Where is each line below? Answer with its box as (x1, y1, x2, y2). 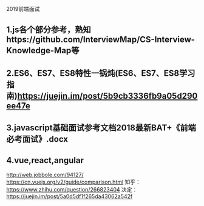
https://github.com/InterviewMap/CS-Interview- (6, 35, 195, 45)
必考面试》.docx (6, 134, 69, 144)
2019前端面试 (6, 5, 40, 12)
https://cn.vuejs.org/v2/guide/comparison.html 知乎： (6, 178, 141, 185)
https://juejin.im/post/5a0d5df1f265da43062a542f (6, 193, 133, 200)
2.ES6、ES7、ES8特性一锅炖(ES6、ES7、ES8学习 (6, 68, 195, 78)
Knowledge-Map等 (6, 45, 80, 56)
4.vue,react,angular (6, 155, 84, 165)
